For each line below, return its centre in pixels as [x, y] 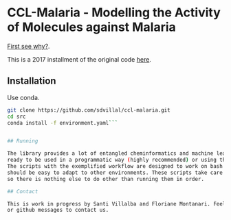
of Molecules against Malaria [92, 27]
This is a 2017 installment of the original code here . [79, 59]
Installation [32, 81]
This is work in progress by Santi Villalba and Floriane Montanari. [109, 204]
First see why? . [29, 46]
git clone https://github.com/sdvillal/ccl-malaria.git [89, 110]
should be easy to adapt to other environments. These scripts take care [115, 173]
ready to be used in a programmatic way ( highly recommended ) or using [112, 160]
